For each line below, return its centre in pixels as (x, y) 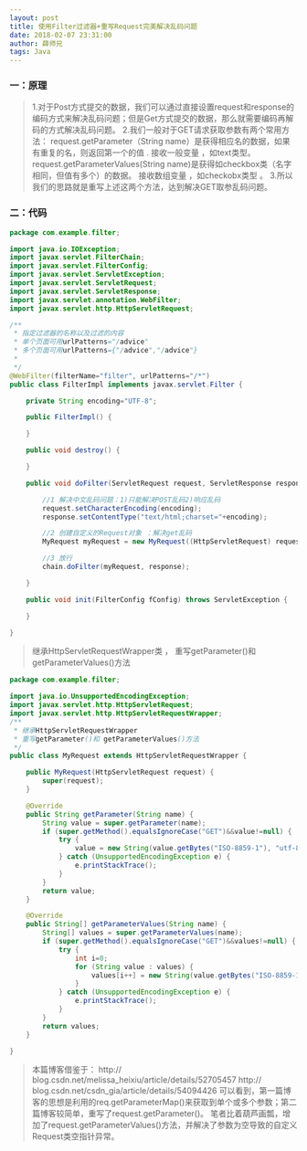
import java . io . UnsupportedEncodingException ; (100, 697)
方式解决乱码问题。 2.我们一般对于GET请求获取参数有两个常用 (165, 130)
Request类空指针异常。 (75, 1136)
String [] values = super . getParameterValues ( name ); (143, 933)
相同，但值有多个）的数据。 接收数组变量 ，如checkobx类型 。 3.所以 (163, 175)
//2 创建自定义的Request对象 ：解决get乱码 (117, 533)
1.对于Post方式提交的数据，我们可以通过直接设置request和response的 (163, 107)
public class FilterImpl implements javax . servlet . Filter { (127, 385)
